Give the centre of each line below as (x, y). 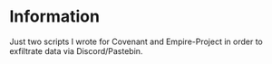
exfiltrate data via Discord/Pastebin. (76, 50)
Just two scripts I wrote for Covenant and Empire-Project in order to (136, 41)
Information (54, 17)
